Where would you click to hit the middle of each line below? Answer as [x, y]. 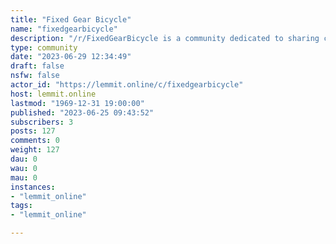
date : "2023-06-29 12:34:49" [71, 57]
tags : [21, 206]
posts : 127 [33, 131]
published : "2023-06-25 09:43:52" [82, 112]
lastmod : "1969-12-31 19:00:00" [77, 103]
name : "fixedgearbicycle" [64, 29]
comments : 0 [35, 141]
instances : [33, 187]
